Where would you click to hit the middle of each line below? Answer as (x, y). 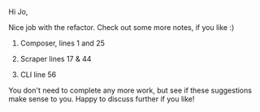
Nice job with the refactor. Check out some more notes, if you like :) (121, 27)
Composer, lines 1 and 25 (63, 43)
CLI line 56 (38, 75)
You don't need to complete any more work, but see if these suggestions (130, 90)
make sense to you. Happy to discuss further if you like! (102, 99)
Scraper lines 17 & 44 (56, 59)
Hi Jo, (18, 12)
